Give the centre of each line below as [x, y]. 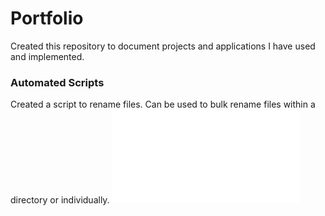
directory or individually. [60, 200]
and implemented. [47, 56]
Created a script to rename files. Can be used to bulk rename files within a [163, 104]
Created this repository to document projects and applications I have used [163, 46]
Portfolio [47, 18]
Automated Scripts [57, 82]
